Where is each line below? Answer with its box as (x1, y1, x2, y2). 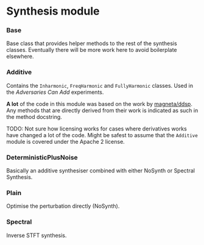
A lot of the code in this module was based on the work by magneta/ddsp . (6, 100, 193, 107)
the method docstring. (6, 113, 62, 120)
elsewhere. (6, 53, 34, 60)
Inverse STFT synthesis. (6, 232, 67, 239)
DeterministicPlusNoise (6, 153, 78, 162)
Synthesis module (6, 4, 100, 18)
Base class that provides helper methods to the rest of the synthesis (6, 40, 178, 47)
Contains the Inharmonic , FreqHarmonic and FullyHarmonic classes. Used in (6, 82, 194, 89)
